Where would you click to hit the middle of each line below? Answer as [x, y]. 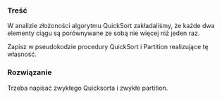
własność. [22, 54]
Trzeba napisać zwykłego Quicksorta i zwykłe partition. [88, 88]
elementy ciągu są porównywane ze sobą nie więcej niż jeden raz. [104, 33]
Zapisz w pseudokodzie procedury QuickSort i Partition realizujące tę [108, 47]
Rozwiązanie [30, 72]
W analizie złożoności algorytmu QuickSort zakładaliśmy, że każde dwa [111, 26]
